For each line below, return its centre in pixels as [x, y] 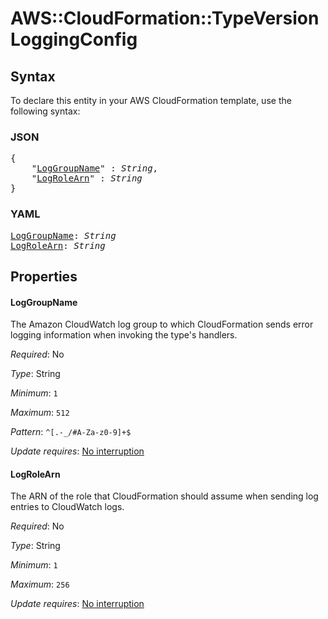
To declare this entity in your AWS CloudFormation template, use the [151, 100]
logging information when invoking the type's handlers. [124, 335]
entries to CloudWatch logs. [67, 507]
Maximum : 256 [40, 584]
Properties [44, 276]
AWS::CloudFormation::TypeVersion [165, 18]
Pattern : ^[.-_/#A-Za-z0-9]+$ [71, 432]
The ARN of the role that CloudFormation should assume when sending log [164, 496]
